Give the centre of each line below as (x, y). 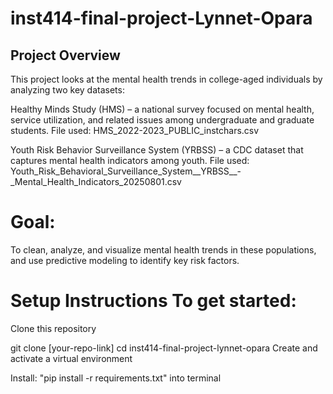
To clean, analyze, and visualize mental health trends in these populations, (163, 249)
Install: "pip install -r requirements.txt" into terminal (116, 378)
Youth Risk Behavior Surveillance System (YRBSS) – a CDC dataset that (157, 150)
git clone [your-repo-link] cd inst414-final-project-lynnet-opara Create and (164, 348)
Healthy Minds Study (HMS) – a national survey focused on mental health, (162, 109)
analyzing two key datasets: (67, 90)
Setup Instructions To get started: (153, 301)
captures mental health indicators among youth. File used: (130, 160)
